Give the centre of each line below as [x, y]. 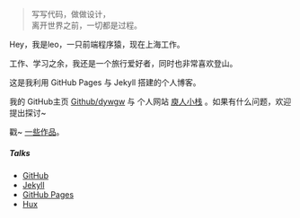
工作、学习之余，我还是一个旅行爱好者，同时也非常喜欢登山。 [124, 63]
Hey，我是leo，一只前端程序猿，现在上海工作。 [97, 44]
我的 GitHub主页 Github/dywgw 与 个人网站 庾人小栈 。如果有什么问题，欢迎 [150, 101]
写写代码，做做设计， [71, 14]
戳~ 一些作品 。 [37, 132]
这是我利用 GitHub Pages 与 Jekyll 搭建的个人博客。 [105, 83]
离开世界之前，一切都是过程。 [86, 25]
